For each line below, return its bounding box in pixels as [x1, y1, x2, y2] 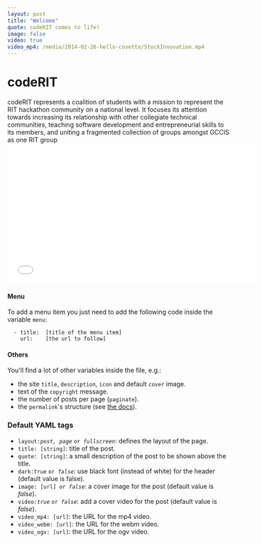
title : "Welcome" [7, 17, 59, 24]
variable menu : [7, 315, 48, 324]
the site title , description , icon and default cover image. [17, 380, 186, 389]
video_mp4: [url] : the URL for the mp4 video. [17, 512, 152, 520]
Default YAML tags [7, 421, 74, 431]
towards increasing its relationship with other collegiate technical [7, 112, 197, 121]
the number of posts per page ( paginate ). [17, 395, 139, 404]
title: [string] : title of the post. [17, 444, 116, 453]
